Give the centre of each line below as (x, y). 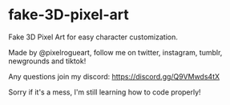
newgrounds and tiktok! (47, 61)
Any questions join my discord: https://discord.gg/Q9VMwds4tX (114, 76)
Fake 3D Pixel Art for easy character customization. (93, 37)
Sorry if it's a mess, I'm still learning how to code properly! (105, 92)
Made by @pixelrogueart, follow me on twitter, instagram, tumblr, (115, 52)
